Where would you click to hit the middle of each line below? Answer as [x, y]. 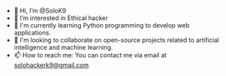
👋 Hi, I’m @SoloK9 [40, 11]
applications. [32, 32]
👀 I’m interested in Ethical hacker [61, 18]
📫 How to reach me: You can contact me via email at [90, 55]
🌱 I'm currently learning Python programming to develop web [101, 25]
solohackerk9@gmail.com [51, 65]
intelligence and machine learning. [63, 47]
